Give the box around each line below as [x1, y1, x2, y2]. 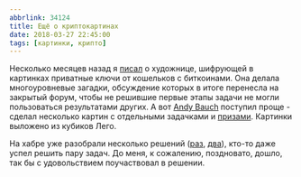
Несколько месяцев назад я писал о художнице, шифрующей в [9, 63, 254, 74]
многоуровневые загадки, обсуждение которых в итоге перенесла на [9, 82, 279, 93]
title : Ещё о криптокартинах [9, 22, 119, 31]
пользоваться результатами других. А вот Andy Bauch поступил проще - [9, 101, 291, 113]
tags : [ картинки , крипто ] [9, 38, 106, 48]
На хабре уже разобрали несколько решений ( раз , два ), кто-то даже [9, 138, 277, 149]
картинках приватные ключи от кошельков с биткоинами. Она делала [9, 73, 280, 84]
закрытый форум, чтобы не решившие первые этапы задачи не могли [9, 92, 279, 103]
